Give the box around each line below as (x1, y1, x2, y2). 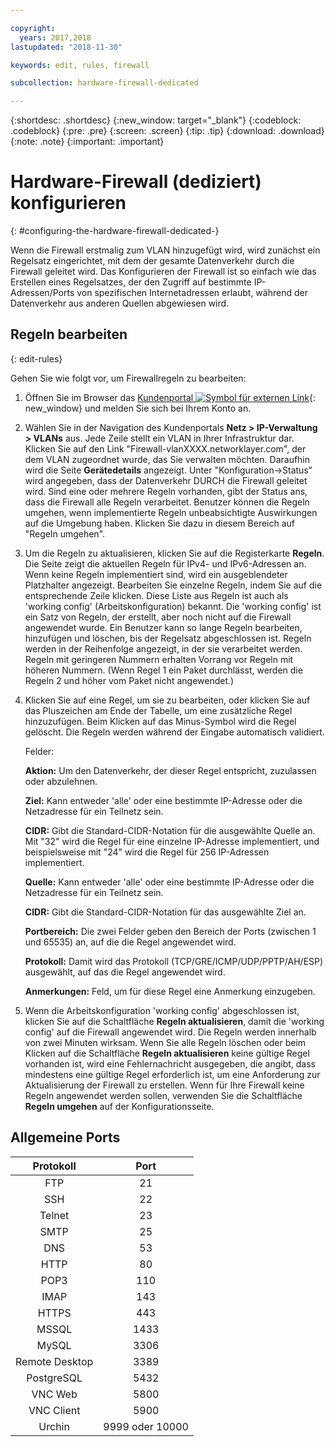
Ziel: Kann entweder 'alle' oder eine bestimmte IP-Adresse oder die (24, 794, 303, 806)
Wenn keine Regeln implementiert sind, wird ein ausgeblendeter (24, 568, 288, 580)
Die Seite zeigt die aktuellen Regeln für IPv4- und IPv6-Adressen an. (24, 557, 307, 570)
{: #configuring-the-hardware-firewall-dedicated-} (10, 225, 220, 237)
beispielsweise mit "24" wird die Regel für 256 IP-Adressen (24, 846, 270, 858)
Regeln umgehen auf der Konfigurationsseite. (24, 1100, 215, 1112)
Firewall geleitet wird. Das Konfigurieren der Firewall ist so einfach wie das (10, 266, 317, 278)
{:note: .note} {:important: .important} (10, 136, 165, 148)
